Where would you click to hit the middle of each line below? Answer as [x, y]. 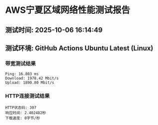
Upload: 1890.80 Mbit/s [30, 83]
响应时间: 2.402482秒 [26, 113]
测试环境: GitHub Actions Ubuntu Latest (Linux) [79, 48]
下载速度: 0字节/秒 [23, 118]
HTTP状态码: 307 [21, 107]
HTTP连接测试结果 [27, 96]
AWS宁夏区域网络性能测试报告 [68, 10]
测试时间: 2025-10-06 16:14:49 [54, 30]
